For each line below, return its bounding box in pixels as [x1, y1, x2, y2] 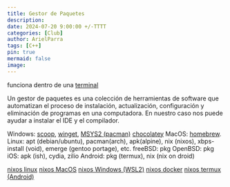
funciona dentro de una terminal [7, 80, 99, 89]
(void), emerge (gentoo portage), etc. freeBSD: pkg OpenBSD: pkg [25, 144, 214, 152]
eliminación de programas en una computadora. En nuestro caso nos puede [7, 109, 223, 117]
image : [7, 62, 26, 69]
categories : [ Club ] [7, 29, 64, 37]
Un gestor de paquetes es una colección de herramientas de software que [7, 94, 219, 103]
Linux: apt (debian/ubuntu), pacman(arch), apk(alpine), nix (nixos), [7, 136, 196, 145]
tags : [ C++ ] [7, 42, 41, 49]
